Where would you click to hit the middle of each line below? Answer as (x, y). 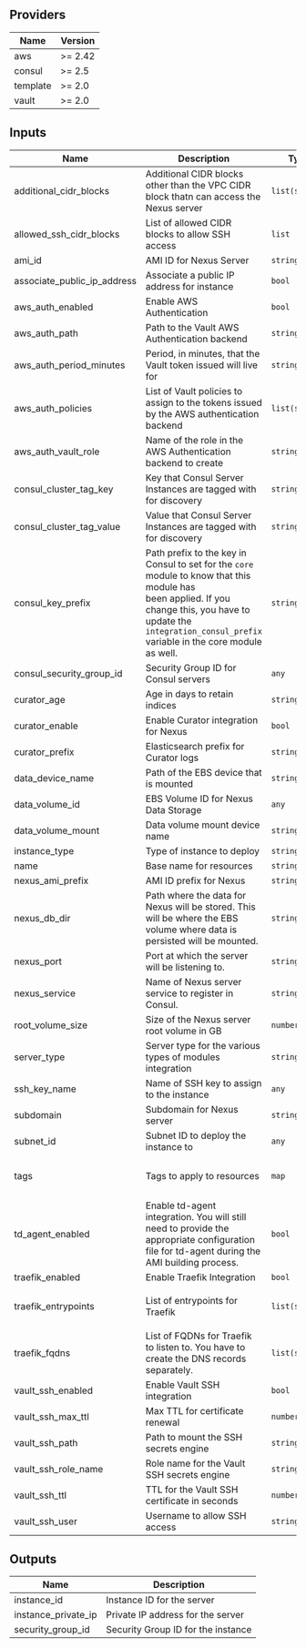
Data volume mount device (203, 825)
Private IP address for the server (175, 1615)
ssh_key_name (45, 1089)
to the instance (177, 1094)
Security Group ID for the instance (179, 1630)
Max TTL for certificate (194, 1410)
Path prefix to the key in (196, 553)
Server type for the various (203, 1045)
